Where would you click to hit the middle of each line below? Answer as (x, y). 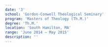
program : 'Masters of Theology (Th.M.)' (47, 19)
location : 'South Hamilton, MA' (38, 28)
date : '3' (15, 10)
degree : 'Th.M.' (22, 23)
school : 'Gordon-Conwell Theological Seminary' (55, 14)
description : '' (22, 37)
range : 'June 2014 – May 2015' (37, 32)
